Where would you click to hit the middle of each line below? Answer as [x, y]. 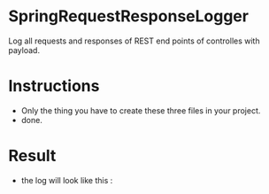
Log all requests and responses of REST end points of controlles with [134, 41]
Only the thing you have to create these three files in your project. [141, 110]
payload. [24, 50]
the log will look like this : [67, 180]
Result [32, 156]
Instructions [54, 86]
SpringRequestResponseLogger [129, 16]
